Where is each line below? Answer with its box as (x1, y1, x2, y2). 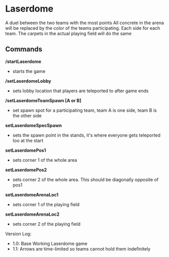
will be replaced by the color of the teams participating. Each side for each (5, 25, 160, 31)
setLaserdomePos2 (5, 167, 47, 173)
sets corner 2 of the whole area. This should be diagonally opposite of (12, 176, 159, 182)
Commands (5, 45, 43, 53)
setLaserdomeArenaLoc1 (5, 191, 59, 198)
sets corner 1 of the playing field (12, 201, 80, 207)
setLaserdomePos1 (5, 147, 46, 153)
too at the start (12, 137, 44, 144)
